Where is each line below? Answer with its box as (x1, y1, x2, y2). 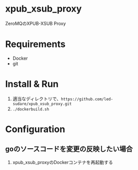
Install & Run (5, 78, 59, 90)
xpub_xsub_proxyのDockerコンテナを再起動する (12, 159, 113, 165)
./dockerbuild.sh (12, 107, 50, 112)
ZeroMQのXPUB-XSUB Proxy (5, 20, 66, 26)
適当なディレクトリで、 (12, 96, 62, 102)
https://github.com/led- (61, 97, 113, 102)
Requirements (5, 38, 66, 50)
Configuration (5, 123, 66, 135)
